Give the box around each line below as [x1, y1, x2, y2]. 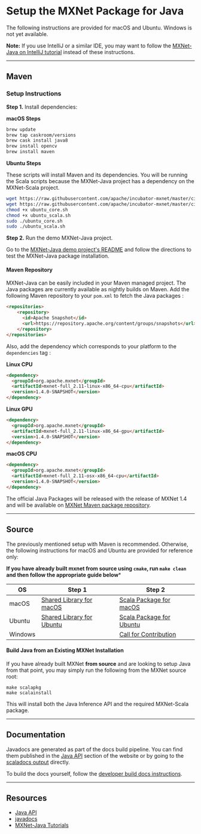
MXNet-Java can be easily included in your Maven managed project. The [6, 279, 187, 286]
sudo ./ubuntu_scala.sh [6, 223, 66, 229]
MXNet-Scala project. [6, 184, 60, 191]
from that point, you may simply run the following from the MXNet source [6, 666, 187, 674]
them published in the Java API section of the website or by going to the [6, 752, 184, 759]
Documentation [6, 730, 66, 740]
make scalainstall [6, 689, 52, 696]
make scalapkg [6, 684, 42, 690]
